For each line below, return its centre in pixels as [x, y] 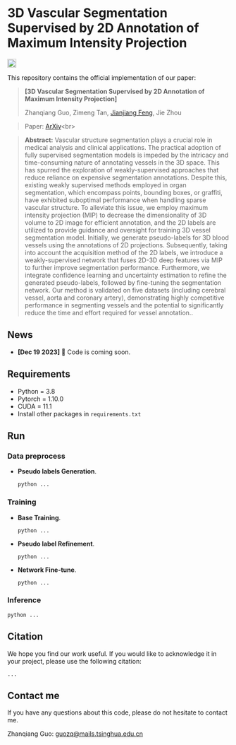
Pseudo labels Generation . [57, 471]
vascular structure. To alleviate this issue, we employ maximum [116, 207]
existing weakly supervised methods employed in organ [105, 184]
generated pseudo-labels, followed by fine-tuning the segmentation [123, 282]
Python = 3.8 [36, 391]
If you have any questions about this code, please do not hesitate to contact [117, 712]
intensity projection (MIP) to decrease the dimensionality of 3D [116, 215]
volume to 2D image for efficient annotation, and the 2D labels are [120, 222]
